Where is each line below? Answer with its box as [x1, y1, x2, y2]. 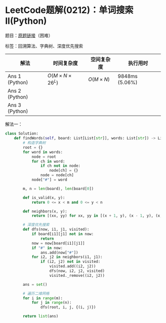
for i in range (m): [23, 296, 63, 301]
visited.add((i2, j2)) [49, 264, 96, 269]
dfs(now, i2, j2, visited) [49, 268, 105, 273]
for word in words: [23, 149, 63, 154]
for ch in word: [31, 159, 65, 164]
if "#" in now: [31, 245, 63, 251]
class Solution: [5, 131, 39, 136]
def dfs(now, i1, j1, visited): [23, 227, 90, 232]
